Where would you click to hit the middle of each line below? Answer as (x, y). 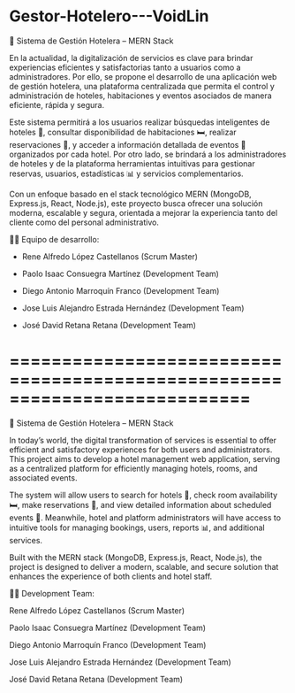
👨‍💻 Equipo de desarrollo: (54, 239)
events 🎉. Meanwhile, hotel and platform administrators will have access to (145, 517)
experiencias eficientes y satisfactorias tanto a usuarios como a (125, 67)
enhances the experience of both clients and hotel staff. (111, 576)
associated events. (43, 477)
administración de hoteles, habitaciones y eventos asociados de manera (140, 96)
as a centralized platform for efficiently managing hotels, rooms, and (133, 468)
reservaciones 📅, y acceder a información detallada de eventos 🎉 (128, 144)
